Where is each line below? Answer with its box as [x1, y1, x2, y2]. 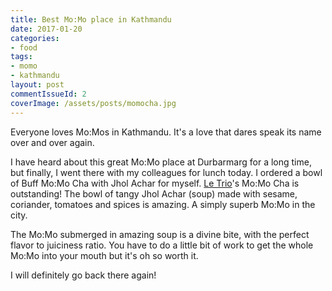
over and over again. [10, 136, 95, 148]
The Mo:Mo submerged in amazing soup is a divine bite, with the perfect [10, 228, 310, 240]
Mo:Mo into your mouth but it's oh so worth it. [10, 249, 199, 261]
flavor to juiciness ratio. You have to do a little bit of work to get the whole [10, 239, 314, 251]
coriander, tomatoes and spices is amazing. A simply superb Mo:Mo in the [10, 198, 316, 210]
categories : [10, 33, 60, 43]
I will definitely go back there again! [10, 269, 157, 281]
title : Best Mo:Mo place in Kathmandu [10, 14, 172, 25]
